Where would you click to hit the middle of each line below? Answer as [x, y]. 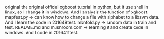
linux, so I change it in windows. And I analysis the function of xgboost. [77, 12]
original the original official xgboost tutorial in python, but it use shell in [77, 7]
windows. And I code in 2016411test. [42, 32]
